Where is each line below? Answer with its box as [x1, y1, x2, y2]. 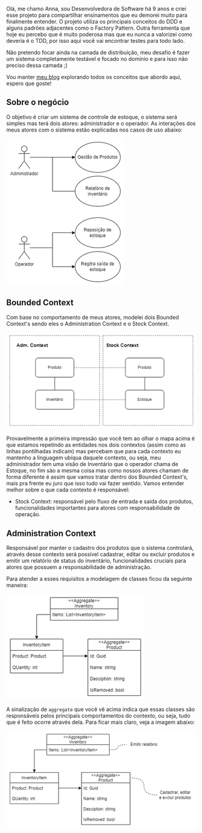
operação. [14, 511, 41, 518]
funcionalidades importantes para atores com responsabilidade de [14, 504, 180, 512]
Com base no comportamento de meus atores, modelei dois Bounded [6, 313, 179, 321]
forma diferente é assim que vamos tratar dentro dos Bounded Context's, [6, 473, 188, 480]
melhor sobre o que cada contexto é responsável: [6, 486, 130, 494]
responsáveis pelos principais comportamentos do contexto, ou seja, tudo [6, 712, 191, 720]
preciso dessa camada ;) [6, 62, 68, 69]
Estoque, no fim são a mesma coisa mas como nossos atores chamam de [6, 467, 189, 474]
